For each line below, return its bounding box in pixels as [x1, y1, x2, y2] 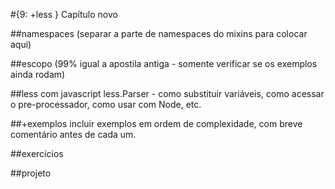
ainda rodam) [10, 69, 66, 80]
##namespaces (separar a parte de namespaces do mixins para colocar [10, 28, 308, 39]
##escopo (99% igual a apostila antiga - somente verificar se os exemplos [10, 58, 318, 69]
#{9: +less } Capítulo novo [10, 9, 118, 20]
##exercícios [10, 148, 64, 159]
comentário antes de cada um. [10, 129, 137, 140]
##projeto [10, 167, 52, 179]
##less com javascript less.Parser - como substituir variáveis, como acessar [10, 88, 325, 99]
